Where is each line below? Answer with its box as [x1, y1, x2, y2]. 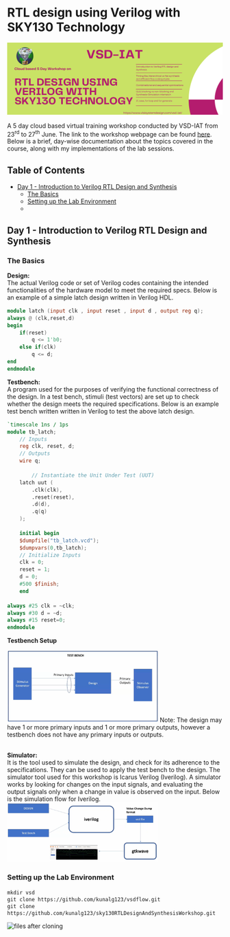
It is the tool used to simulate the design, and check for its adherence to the [7, 758, 220, 767]
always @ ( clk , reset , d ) [7, 315, 75, 321]
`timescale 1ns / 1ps [7, 421, 69, 428]
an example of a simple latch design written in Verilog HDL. [7, 293, 174, 302]
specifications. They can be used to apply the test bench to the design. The [7, 765, 220, 774]
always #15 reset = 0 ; [7, 617, 66, 624]
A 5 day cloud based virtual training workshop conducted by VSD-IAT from [7, 122, 218, 130]
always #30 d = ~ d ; [7, 609, 63, 616]
